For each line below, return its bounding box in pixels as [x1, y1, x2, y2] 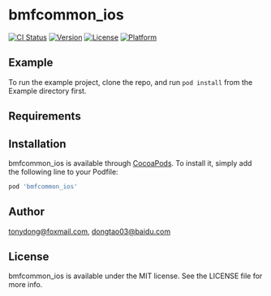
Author [8, 205, 45, 219]
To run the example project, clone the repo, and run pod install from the [8, 77, 253, 87]
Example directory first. [8, 86, 87, 95]
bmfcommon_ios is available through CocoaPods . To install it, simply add [8, 158, 252, 167]
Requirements [8, 109, 81, 123]
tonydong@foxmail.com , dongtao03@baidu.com [8, 226, 171, 236]
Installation [8, 137, 67, 150]
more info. [8, 280, 43, 290]
